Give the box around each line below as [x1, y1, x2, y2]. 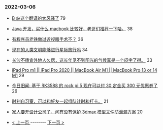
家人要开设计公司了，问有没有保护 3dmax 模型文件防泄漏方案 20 [11, 109, 143, 115]
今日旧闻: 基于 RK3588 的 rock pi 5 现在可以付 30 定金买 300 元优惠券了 [11, 83, 158, 88]
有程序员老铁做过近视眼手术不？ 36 [11, 36, 84, 43]
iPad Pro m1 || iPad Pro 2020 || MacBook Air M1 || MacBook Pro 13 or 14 [11, 67, 158, 73]
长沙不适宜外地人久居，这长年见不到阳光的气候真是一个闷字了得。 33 [11, 57, 153, 63]
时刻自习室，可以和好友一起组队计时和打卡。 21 [11, 98, 108, 104]
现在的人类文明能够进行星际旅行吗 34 [11, 47, 88, 53]
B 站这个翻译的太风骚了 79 [11, 15, 66, 21]
